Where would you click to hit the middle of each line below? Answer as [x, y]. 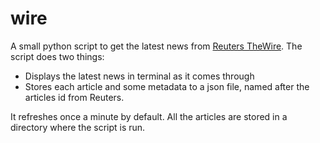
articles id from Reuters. [74, 97]
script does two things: [57, 56]
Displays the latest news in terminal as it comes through [139, 76]
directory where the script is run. [78, 127]
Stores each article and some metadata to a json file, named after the [167, 86]
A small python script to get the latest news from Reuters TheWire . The [156, 46]
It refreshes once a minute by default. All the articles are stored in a [149, 116]
